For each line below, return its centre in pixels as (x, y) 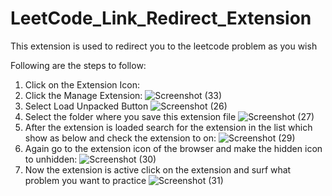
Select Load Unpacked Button (86, 106)
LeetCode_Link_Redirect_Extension (161, 18)
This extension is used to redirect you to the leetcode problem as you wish (164, 46)
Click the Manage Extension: (83, 95)
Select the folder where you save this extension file (130, 116)
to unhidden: (51, 159)
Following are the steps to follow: (78, 65)
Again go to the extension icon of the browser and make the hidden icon (173, 148)
